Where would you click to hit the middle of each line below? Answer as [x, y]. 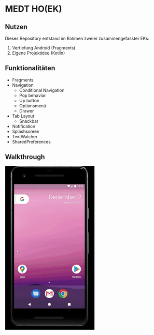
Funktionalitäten [30, 68]
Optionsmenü [33, 106]
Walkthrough [25, 157]
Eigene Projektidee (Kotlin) [38, 53]
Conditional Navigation [42, 90]
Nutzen [16, 27]
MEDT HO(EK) [34, 9]
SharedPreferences [31, 142]
